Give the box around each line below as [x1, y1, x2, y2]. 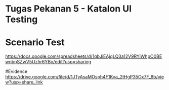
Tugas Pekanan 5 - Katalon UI [5, 3, 132, 15]
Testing [5, 14, 38, 25]
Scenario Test [5, 37, 65, 48]
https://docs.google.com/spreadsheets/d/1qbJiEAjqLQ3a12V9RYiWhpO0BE [5, 53, 162, 59]
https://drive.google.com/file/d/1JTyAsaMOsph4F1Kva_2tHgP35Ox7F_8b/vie [5, 74, 164, 80]
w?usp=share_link [5, 79, 43, 85]
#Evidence [5, 68, 28, 74]
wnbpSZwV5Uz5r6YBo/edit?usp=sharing [5, 59, 92, 65]
